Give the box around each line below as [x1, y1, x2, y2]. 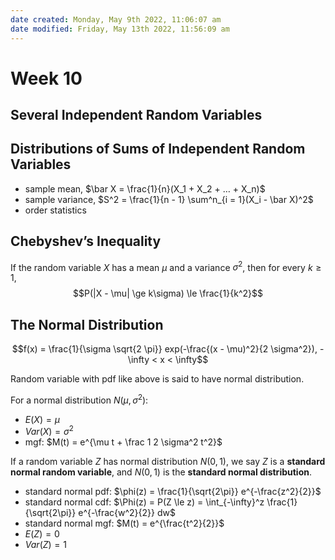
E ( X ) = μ [24, 413, 60, 425]
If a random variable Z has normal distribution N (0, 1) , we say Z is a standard [10, 456, 326, 468]
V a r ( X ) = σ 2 [24, 424, 74, 438]
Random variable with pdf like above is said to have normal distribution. [10, 373, 305, 385]
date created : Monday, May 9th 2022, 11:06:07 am [10, 14, 222, 25]
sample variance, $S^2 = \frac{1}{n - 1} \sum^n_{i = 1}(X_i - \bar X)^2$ [24, 193, 314, 205]
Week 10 [10, 67, 83, 90]
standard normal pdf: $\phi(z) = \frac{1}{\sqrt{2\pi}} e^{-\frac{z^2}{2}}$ [24, 486, 322, 498]
